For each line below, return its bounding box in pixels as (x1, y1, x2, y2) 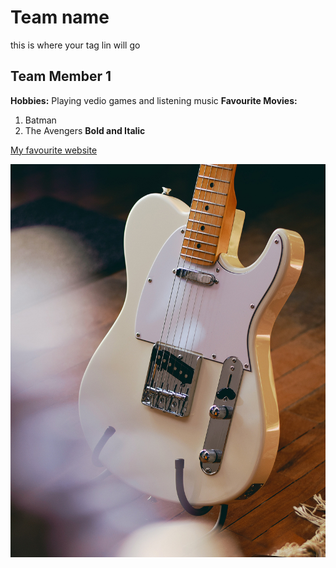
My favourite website (10, 144, 98, 156)
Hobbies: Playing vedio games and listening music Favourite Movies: (10, 94, 298, 106)
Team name (10, 6, 110, 29)
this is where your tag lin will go (10, 39, 141, 51)
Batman (24, 114, 57, 126)
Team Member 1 (10, 68, 112, 85)
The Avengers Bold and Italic (24, 124, 146, 136)
